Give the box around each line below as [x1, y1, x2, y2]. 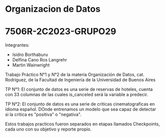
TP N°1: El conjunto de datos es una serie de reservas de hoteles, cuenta [5, 86, 153, 92]
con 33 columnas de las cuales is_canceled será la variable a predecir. [5, 92, 148, 98]
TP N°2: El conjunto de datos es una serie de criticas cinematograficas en [5, 101, 155, 107]
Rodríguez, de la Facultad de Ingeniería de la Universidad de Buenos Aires [5, 77, 156, 83]
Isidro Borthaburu [12, 52, 48, 57]
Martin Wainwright [12, 62, 50, 68]
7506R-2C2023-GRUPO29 [5, 26, 117, 37]
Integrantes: [5, 42, 30, 48]
